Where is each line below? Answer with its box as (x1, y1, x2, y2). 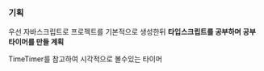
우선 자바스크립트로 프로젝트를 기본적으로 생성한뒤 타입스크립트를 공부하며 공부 (8, 27, 257, 37)
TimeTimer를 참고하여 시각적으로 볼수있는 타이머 (8, 54, 163, 64)
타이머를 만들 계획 (8, 37, 65, 47)
